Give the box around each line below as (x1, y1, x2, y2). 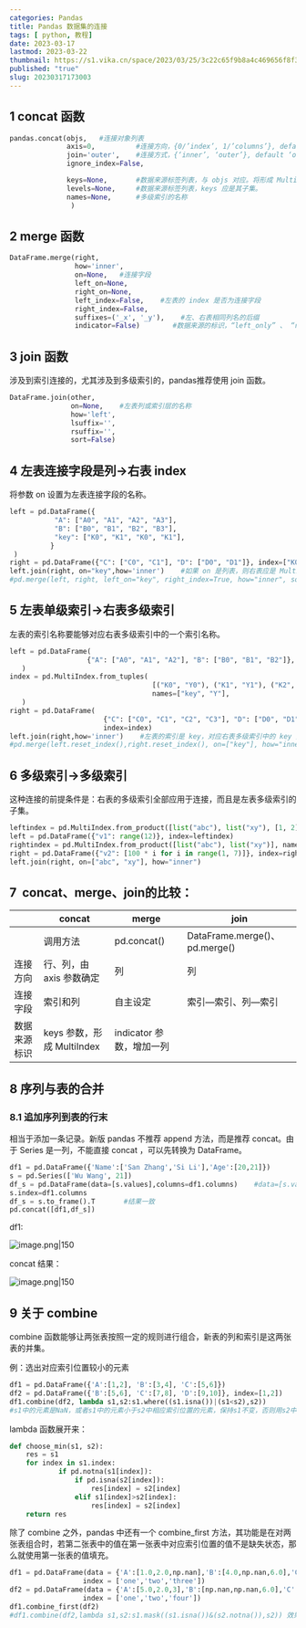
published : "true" (9, 65, 79, 74)
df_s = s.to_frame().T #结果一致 (9, 1197, 156, 1206)
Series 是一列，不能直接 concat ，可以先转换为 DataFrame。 (19, 1145, 248, 1155)
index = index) (103, 723, 153, 732)
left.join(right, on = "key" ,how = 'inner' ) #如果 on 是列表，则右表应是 (9, 567, 276, 576)
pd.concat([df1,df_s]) (9, 1205, 96, 1214)
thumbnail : (9, 56, 51, 65)
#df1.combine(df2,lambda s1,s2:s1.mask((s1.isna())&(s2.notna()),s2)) (9, 1611, 283, 1620)
